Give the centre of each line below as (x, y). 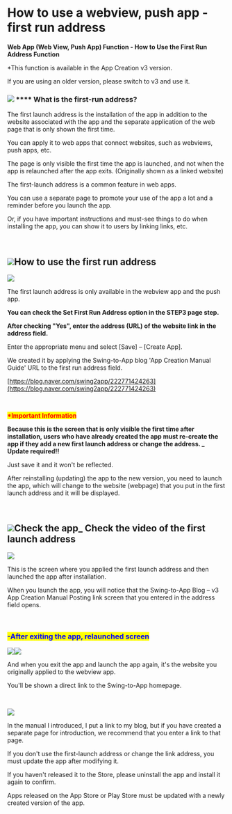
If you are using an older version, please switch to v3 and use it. (99, 81)
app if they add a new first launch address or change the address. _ (106, 444)
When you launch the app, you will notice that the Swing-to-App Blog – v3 (113, 590)
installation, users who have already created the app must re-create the (113, 437)
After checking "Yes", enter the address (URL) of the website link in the (112, 326)
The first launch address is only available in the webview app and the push (114, 292)
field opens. (24, 604)
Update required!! (33, 451)
